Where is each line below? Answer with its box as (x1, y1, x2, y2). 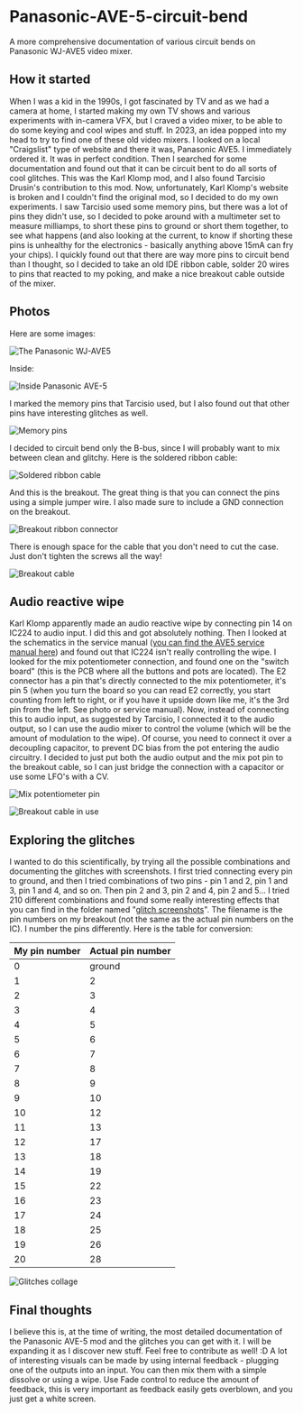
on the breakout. (9, 506, 70, 517)
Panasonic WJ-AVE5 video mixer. (9, 45, 133, 56)
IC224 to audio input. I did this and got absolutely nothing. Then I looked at (9, 628, 287, 638)
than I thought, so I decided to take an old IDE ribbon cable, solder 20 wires (9, 259, 290, 270)
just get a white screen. (9, 1393, 96, 1404)
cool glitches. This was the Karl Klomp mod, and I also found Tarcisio (9, 172, 266, 183)
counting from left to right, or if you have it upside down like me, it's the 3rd (9, 694, 290, 705)
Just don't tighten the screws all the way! (9, 550, 162, 561)
